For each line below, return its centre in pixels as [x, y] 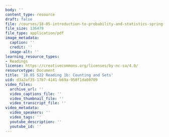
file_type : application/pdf [35, 33]
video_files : [19, 84]
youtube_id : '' [26, 126]
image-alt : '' [24, 52]
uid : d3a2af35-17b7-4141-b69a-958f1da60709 [52, 80]
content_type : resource [30, 15]
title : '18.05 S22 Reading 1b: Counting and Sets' [59, 75]
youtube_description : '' [36, 122]
